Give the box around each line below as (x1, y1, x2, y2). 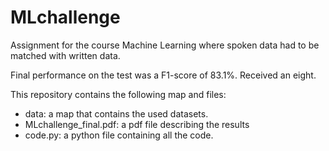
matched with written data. (10, 49, 121, 61)
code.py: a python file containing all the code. (24, 129, 214, 141)
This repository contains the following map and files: (10, 88, 227, 100)
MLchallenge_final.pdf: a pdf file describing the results (24, 118, 250, 130)
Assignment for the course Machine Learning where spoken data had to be (10, 39, 320, 51)
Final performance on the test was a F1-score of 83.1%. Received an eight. (10, 69, 317, 81)
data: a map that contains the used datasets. (24, 107, 209, 120)
